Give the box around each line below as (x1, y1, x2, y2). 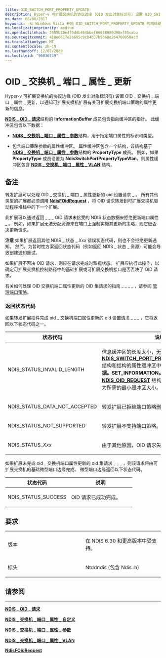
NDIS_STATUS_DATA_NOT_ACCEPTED (7, 403, 97, 410)
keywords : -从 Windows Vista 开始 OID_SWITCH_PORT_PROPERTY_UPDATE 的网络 (5, 21, 158, 26)
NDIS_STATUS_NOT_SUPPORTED (7, 422, 85, 429)
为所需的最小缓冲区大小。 (101, 384, 162, 391)
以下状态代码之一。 (9, 321, 48, 327)
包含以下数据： (13, 122, 44, 128)
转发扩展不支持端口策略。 (101, 423, 162, 430)
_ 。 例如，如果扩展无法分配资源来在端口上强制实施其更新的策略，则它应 (5, 221, 153, 227)
